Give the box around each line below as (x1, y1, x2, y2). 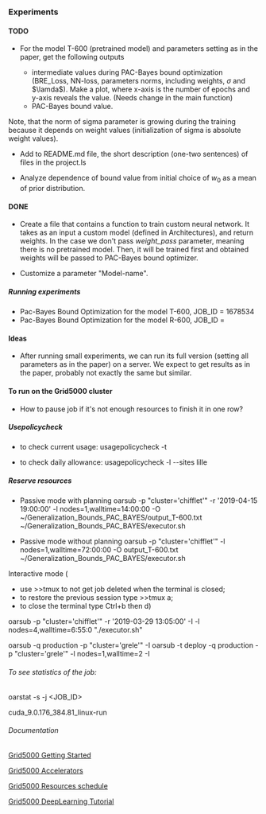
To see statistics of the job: (8, 668, 97, 677)
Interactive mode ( (8, 569, 68, 578)
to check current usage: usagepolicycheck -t (19, 442, 168, 452)
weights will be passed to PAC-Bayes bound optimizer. (19, 253, 199, 263)
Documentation (8, 726, 60, 735)
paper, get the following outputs (19, 53, 125, 62)
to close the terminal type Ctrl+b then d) (19, 602, 152, 611)
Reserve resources (8, 476, 72, 485)
